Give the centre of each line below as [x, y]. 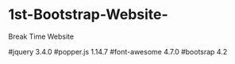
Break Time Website [41, 36]
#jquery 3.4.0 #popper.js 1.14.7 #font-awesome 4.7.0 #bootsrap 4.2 [118, 51]
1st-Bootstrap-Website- [88, 15]
